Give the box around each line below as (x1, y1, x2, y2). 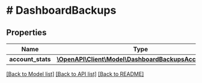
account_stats (9, 55, 51, 63)
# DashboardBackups (6, 4, 117, 17)
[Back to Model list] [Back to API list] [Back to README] (6, 70, 144, 78)
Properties (6, 27, 47, 38)
